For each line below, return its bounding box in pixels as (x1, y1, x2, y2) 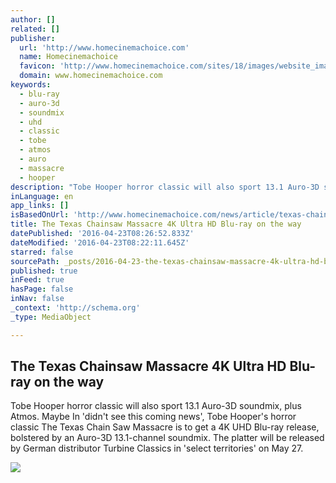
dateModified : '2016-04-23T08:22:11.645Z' (10, 237, 190, 248)
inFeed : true (10, 275, 65, 285)
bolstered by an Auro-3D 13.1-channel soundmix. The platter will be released (10, 432, 325, 444)
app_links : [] (10, 201, 70, 211)
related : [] (10, 24, 60, 34)
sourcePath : (10, 256, 60, 266)
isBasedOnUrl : (10, 210, 70, 220)
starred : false (10, 247, 74, 257)
